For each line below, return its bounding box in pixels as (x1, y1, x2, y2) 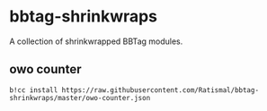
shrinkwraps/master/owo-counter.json (9, 93, 151, 102)
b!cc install (9, 85, 58, 95)
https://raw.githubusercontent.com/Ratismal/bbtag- (61, 85, 259, 95)
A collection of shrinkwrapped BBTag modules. (9, 36, 183, 47)
